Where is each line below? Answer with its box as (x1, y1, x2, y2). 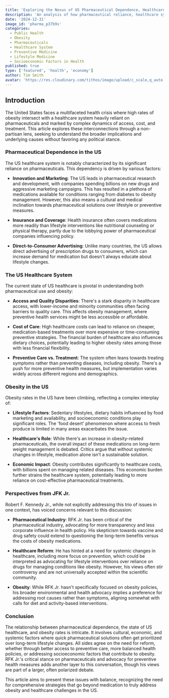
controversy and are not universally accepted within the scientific (12, 569, 148, 575)
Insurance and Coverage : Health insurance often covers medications (12, 217, 157, 223)
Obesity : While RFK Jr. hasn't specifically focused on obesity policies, (12, 584, 158, 590)
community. (12, 574, 37, 580)
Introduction (5, 96, 45, 105)
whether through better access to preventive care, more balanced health (5, 646, 156, 652)
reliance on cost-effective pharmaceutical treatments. (12, 477, 124, 483)
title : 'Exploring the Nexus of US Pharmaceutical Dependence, (5, 7, 141, 13)
